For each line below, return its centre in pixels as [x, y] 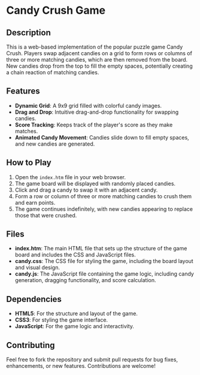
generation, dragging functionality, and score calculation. [86, 280]
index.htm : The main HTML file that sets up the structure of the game [101, 249]
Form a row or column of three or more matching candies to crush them [103, 196]
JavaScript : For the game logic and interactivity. [75, 326]
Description [28, 33]
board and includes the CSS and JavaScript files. [75, 255]
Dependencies [34, 299]
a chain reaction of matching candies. [53, 72]
